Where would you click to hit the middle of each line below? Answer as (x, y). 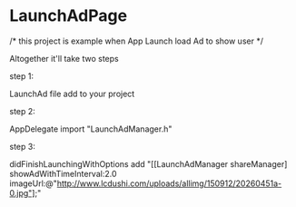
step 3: (23, 146)
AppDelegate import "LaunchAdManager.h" (91, 129)
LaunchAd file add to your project (72, 94)
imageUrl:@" (33, 183)
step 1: (22, 76)
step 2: (23, 111)
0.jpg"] (22, 192)
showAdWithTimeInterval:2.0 (63, 173)
